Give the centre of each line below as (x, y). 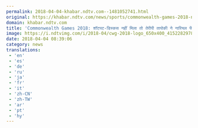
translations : (24, 50)
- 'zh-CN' (21, 94)
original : (18, 17)
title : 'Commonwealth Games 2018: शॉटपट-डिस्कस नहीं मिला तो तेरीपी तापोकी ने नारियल (97, 28)
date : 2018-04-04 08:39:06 (39, 39)
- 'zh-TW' (21, 99)
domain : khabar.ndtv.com (37, 22)
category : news (25, 45)
